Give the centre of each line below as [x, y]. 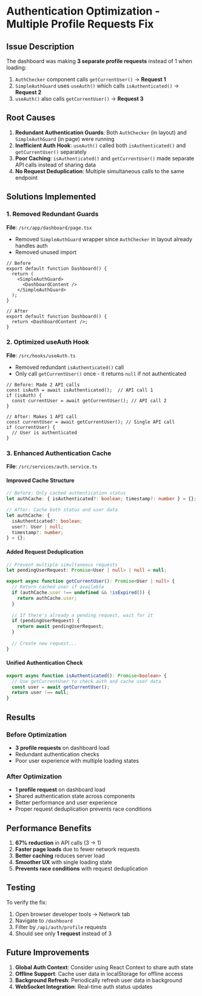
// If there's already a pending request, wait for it [82, 615]
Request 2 [28, 92]
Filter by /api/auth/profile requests [61, 927]
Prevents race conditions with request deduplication [81, 868]
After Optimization [34, 776]
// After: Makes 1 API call [42, 417]
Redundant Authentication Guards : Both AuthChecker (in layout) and [101, 132]
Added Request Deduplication [45, 552]
